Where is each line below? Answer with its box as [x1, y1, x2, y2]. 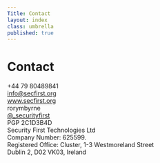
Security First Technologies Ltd [7, 126, 96, 135]
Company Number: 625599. [7, 133, 87, 142]
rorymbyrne [7, 104, 41, 113]
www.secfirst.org [7, 97, 57, 105]
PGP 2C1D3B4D [7, 119, 52, 127]
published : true [7, 29, 54, 37]
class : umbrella [7, 23, 54, 30]
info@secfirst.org [7, 89, 57, 97]
